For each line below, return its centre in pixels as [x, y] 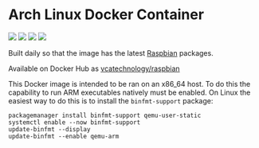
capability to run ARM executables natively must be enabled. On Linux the [129, 92]
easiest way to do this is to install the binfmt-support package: [111, 100]
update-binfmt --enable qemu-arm [64, 136]
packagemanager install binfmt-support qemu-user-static [105, 115]
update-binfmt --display [49, 129]
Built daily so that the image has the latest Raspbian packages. [111, 53]
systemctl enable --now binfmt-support [75, 122]
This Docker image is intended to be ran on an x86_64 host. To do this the [129, 84]
